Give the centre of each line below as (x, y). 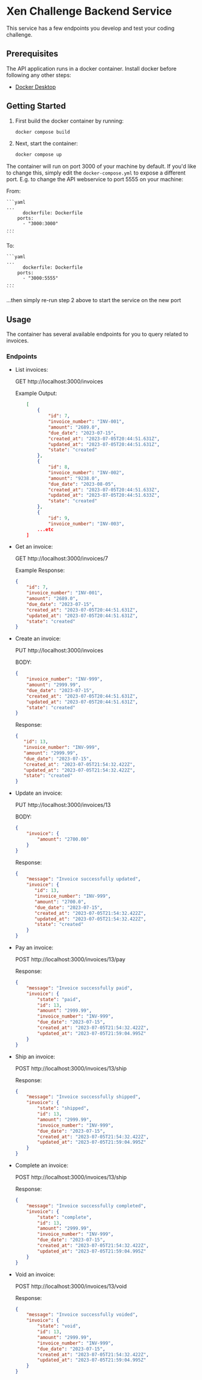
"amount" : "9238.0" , (74, 478)
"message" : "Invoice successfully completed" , (86, 1206)
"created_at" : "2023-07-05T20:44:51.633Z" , (104, 490)
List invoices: (32, 370)
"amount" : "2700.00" (63, 839)
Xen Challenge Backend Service (89, 11)
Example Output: (36, 393)
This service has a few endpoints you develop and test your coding (90, 28)
